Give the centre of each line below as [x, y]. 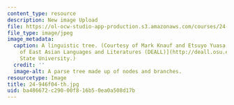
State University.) [48, 59]
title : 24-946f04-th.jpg [43, 84]
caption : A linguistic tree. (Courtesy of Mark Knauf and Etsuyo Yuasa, [121, 46]
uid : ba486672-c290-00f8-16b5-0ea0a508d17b [71, 90]
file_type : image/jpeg [40, 33]
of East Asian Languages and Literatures [80, 52]
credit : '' [29, 65]
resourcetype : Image [37, 78]
